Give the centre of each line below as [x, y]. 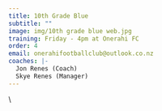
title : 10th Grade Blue [49, 16]
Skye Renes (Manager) [52, 76]
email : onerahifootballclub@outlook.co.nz [81, 53]
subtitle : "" [30, 23]
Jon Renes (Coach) [47, 69]
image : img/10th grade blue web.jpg [70, 31]
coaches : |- [28, 62]
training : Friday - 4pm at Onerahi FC [74, 38]
